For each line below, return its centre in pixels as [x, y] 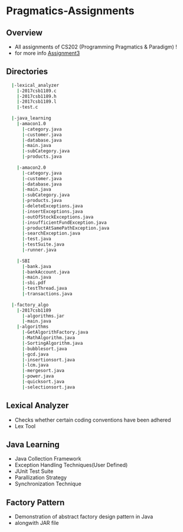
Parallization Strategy [40, 478]
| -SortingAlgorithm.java [52, 343]
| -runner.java [39, 250]
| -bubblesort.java [44, 349]
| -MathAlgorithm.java [48, 338]
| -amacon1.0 [31, 123]
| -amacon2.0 [31, 167]
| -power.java [38, 376]
